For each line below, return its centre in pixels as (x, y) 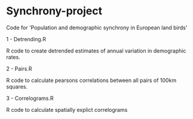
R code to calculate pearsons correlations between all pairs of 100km (91, 80)
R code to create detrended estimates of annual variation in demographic (96, 51)
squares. (17, 86)
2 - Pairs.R (19, 68)
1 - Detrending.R (26, 39)
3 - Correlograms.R (30, 98)
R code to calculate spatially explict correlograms (67, 109)
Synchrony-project (54, 11)
